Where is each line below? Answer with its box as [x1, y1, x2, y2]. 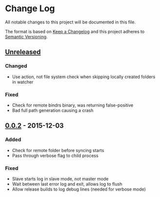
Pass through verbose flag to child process [12, 153, 99, 158]
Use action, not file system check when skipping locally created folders [12, 74, 156, 80]
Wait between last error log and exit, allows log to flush [12, 181, 123, 187]
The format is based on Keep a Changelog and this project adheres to [5, 28, 145, 34]
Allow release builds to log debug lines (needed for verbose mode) [12, 186, 146, 192]
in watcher [12, 79, 34, 85]
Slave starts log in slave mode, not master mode [12, 175, 108, 181]
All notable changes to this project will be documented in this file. [5, 19, 136, 25]
